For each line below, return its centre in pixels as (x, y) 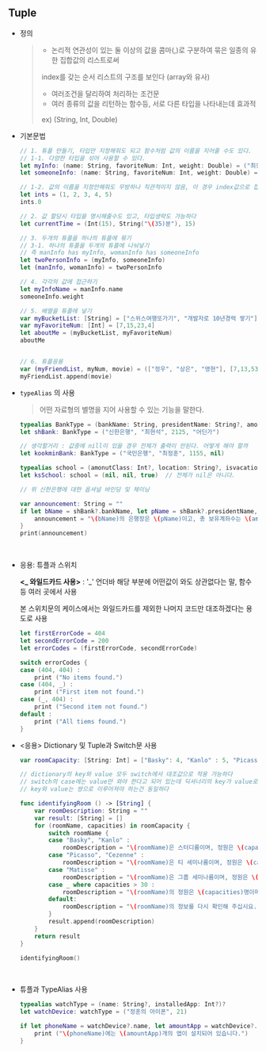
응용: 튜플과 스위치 (48, 565)
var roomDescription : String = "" (91, 811)
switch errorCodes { (53, 662)
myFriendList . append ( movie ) (66, 376)
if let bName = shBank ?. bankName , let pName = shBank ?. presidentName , (139, 511)
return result (57, 936)
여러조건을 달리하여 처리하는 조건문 (105, 94)
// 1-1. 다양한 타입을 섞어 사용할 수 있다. (83, 158)
